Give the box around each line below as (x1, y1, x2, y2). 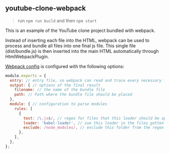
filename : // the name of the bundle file (14, 87, 105, 93)
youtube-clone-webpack (5, 4, 86, 13)
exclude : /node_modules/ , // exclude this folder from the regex (23, 125, 164, 130)
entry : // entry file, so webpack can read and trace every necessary (10, 78, 162, 83)
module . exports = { (5, 73, 47, 78)
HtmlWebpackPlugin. (5, 53, 49, 59)
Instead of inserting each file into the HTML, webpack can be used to (5, 37, 150, 43)
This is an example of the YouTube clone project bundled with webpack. (5, 27, 156, 34)
